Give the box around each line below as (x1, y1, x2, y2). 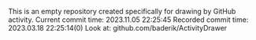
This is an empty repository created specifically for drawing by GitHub (8, 7, 236, 16)
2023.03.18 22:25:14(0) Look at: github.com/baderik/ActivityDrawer (8, 24, 228, 32)
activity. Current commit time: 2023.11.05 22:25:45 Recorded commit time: (8, 15, 249, 24)
